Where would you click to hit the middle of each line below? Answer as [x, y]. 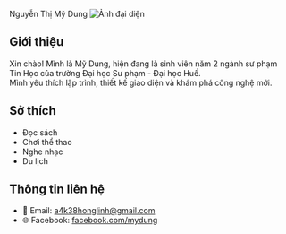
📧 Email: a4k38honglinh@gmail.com [88, 211]
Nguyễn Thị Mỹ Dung [48, 14]
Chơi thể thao [47, 142]
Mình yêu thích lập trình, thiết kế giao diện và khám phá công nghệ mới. [141, 82]
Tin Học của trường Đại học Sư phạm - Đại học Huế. [105, 73]
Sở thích [33, 111]
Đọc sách [40, 132]
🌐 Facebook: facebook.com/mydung [90, 221]
